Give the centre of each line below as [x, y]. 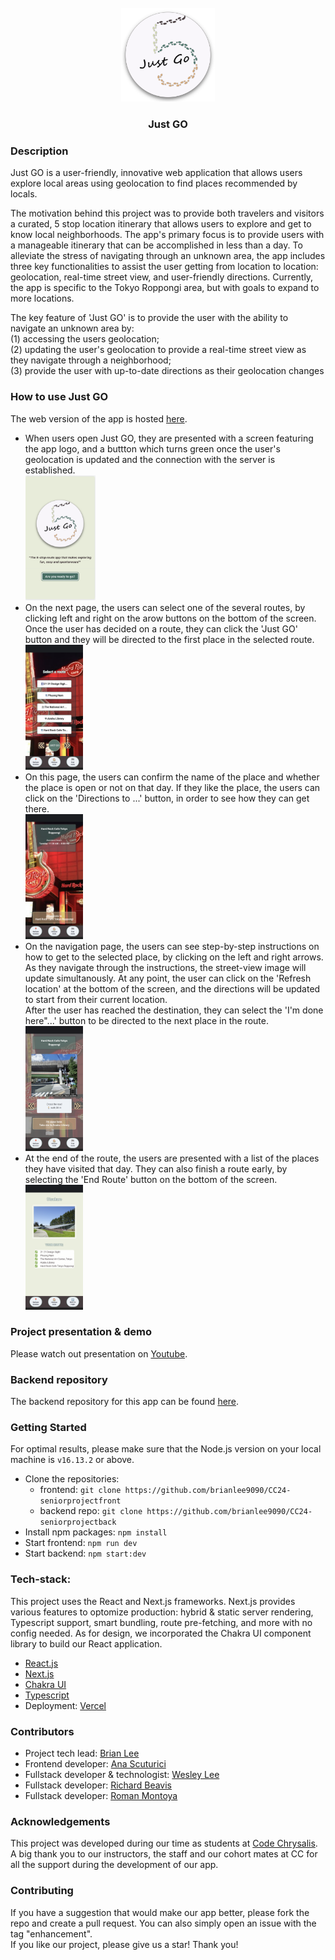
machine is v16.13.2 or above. [72, 1460]
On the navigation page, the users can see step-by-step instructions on [172, 946]
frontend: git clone [80, 1490]
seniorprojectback [78, 1522]
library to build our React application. [86, 1643]
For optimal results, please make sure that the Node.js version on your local [166, 1449]
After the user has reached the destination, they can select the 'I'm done [174, 1010]
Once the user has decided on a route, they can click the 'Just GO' [161, 628]
